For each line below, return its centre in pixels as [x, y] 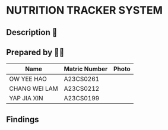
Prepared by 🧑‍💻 [35, 52]
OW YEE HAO [28, 79]
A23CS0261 [82, 79]
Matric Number [86, 69]
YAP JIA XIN [26, 99]
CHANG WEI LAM [34, 88]
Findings [23, 119]
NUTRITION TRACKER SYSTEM [85, 10]
